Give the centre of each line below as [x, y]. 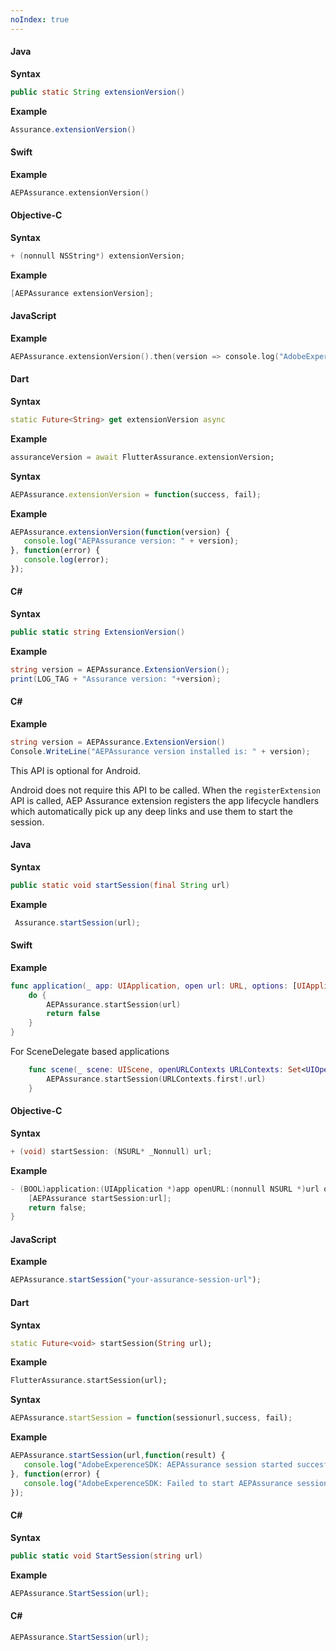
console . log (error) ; [66, 560]
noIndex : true [40, 19]
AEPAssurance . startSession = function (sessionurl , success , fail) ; [151, 1418]
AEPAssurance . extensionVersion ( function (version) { [120, 532]
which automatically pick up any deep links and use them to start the [151, 811]
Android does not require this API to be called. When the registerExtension [165, 790]
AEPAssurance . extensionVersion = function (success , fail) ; [136, 494]
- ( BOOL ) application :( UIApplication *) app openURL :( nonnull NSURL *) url [165, 1189]
